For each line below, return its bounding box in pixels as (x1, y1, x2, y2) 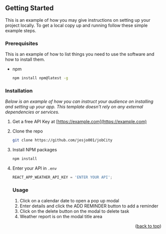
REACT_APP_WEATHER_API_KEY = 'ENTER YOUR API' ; (12, 175, 112, 180)
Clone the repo (12, 128, 43, 134)
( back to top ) (135, 223, 162, 229)
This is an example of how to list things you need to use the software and (5, 51, 155, 57)
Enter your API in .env (12, 165, 57, 171)
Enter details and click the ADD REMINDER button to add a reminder (19, 203, 159, 209)
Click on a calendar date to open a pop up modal (19, 198, 119, 204)
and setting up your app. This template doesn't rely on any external (5, 104, 143, 110)
